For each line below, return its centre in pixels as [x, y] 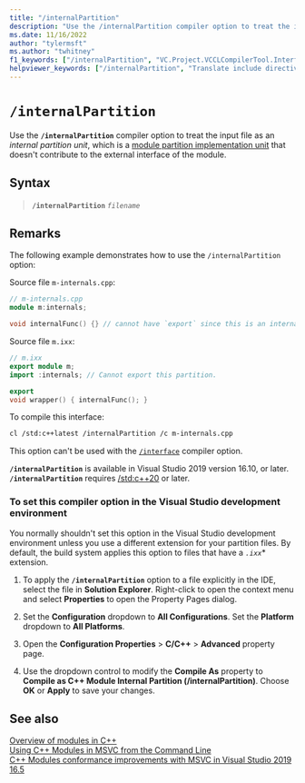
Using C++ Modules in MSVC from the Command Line [110, 750]
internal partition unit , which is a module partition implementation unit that [148, 144]
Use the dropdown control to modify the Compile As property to [143, 671]
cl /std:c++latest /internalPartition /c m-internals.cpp [121, 434]
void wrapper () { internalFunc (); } [79, 400]
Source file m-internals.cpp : [63, 282]
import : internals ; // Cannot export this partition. [113, 375]
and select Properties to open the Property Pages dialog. [130, 599]
